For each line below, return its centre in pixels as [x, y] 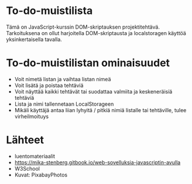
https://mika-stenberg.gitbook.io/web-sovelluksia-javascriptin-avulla [97, 162]
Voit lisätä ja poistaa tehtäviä [49, 85]
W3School [27, 168]
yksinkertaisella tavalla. [34, 39]
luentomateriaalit [35, 156]
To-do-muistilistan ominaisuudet [88, 63]
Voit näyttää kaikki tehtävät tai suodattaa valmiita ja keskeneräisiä [93, 91]
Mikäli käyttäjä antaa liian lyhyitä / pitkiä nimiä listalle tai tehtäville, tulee [100, 110]
